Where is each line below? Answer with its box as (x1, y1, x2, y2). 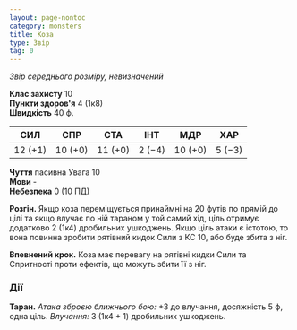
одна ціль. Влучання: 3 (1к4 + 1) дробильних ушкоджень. (9, 311, 226, 322)
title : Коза (9, 30, 54, 39)
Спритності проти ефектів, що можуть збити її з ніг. (9, 259, 208, 270)
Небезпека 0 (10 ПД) (9, 186, 90, 197)
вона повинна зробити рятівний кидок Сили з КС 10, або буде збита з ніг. (9, 232, 288, 243)
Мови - (9, 177, 38, 187)
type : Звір (9, 38, 50, 48)
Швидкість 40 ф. (9, 108, 74, 118)
